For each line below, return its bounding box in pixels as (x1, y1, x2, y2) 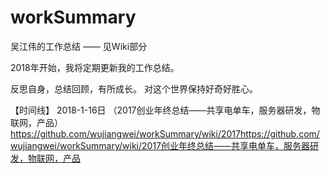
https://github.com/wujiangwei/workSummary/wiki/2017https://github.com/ (10, 127, 320, 140)
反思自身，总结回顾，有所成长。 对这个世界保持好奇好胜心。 (10, 82, 258, 95)
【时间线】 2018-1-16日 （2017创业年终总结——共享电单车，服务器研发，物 (10, 104, 321, 116)
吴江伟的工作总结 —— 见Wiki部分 (10, 40, 148, 52)
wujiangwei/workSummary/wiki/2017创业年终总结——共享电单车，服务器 (10, 139, 311, 151)
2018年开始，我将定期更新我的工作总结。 (10, 61, 180, 73)
